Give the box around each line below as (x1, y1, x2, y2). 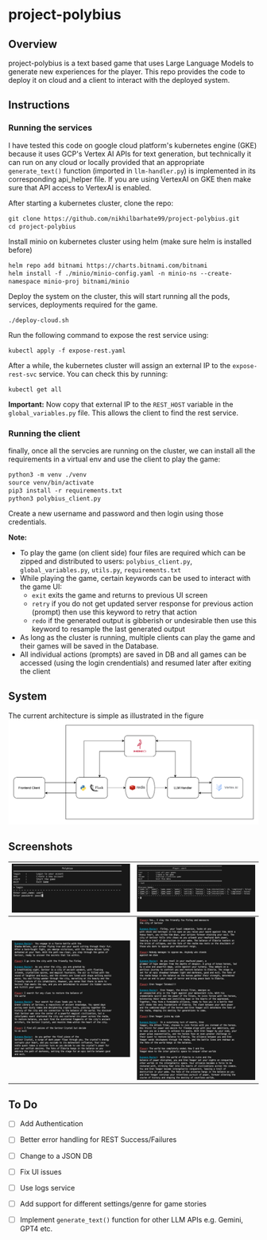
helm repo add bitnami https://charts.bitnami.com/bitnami (8, 261, 208, 269)
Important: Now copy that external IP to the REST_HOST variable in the (8, 399, 234, 409)
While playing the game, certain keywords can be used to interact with (19, 573, 251, 583)
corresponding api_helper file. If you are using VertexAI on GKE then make (8, 174, 252, 184)
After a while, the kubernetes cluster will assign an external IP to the (8, 360, 231, 370)
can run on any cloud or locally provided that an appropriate (8, 157, 205, 167)
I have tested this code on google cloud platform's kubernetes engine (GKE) (8, 140, 257, 150)
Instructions (8, 98, 70, 112)
